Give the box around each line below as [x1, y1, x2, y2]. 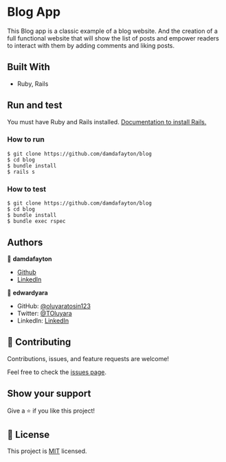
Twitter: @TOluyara [16, 309, 72, 317]
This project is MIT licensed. [7, 447, 87, 455]
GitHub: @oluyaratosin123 [16, 301, 91, 310]
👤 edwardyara [7, 288, 48, 297]
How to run [7, 135, 45, 144]
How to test [7, 184, 47, 194]
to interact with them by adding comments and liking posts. [7, 41, 175, 49]
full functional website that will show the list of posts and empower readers [7, 34, 220, 42]
